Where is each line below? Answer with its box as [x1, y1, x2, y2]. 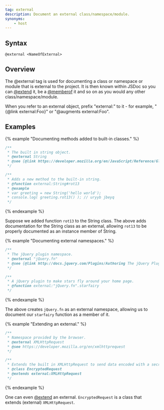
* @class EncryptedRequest [7, 367, 62, 372]
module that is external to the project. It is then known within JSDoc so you [5, 83, 156, 89]
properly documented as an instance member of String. [5, 228, 117, 234]
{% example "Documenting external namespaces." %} [5, 238, 114, 244]
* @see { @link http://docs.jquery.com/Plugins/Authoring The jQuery [7, 261, 150, 266]
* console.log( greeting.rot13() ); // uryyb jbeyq [7, 195, 115, 200]
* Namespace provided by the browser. [7, 335, 86, 340]
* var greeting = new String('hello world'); [7, 191, 102, 195]
